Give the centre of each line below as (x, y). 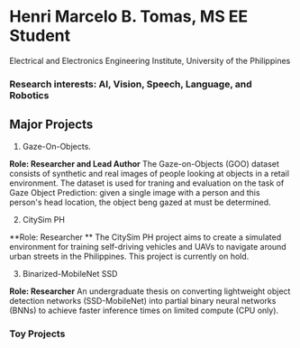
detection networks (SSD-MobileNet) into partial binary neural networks (143, 300)
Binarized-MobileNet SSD (70, 273)
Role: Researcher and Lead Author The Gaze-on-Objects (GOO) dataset (144, 163)
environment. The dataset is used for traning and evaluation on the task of (147, 183)
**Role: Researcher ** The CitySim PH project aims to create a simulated (145, 237)
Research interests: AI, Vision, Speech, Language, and (131, 84)
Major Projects (51, 125)
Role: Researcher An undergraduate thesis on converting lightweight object (150, 291)
